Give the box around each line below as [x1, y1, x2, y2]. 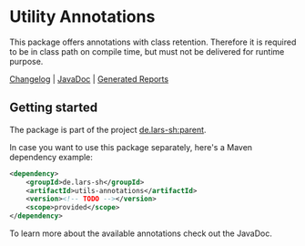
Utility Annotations [9, 6, 156, 27]
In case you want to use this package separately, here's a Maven [9, 141, 253, 152]
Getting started [9, 100, 98, 116]
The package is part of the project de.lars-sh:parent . [9, 124, 207, 135]
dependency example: [9, 151, 94, 162]
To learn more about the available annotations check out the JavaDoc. [9, 228, 273, 239]
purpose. [9, 56, 44, 67]
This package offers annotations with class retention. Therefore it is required [9, 36, 297, 47]
